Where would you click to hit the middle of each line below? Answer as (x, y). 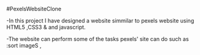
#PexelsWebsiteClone (34, 9)
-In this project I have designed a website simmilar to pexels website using (100, 20)
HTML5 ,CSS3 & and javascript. (46, 27)
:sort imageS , (24, 46)
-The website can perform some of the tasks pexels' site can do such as (98, 39)
